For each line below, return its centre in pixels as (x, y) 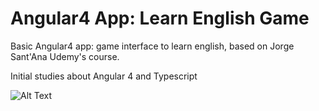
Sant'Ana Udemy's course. (65, 56)
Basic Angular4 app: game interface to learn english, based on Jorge (152, 46)
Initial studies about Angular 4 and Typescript (104, 76)
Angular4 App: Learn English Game (160, 18)
